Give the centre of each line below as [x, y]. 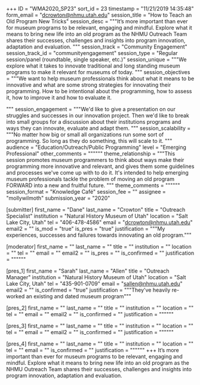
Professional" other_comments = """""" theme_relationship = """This [91, 154]
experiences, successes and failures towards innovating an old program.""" [99, 235]
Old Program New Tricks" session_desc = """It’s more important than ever [97, 21]
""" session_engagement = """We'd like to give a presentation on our [91, 109]
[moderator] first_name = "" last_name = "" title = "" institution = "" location [99, 247]
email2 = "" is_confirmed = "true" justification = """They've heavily [88, 290]
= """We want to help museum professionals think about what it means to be [100, 78]
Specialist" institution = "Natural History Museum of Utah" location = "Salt [97, 216]
